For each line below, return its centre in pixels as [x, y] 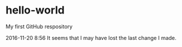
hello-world [35, 10]
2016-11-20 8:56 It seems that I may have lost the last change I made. [91, 38]
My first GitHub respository [39, 26]
